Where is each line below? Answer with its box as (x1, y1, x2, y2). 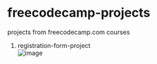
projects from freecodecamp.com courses (7, 28, 130, 36)
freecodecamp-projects (7, 5, 151, 21)
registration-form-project (17, 41, 91, 49)
